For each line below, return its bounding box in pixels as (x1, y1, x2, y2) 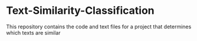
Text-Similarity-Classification (6, 4, 155, 17)
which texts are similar (6, 29, 61, 36)
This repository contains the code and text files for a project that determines (6, 23, 192, 30)
